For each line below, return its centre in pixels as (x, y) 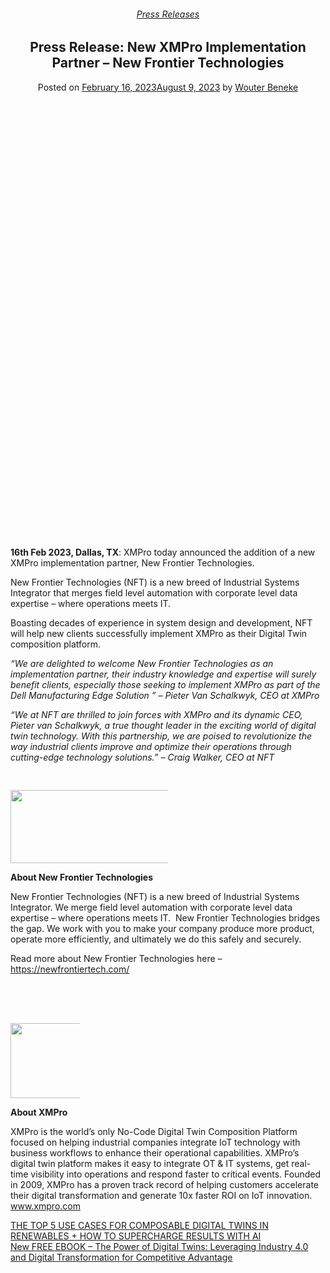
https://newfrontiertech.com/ (70, 969)
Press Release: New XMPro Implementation (168, 47)
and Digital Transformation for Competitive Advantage (121, 1257)
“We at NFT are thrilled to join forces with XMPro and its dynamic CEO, (156, 715)
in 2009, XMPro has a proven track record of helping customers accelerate (164, 1185)
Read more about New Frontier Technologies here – (116, 959)
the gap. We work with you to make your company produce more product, (162, 929)
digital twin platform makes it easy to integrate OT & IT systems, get (150, 1164)
